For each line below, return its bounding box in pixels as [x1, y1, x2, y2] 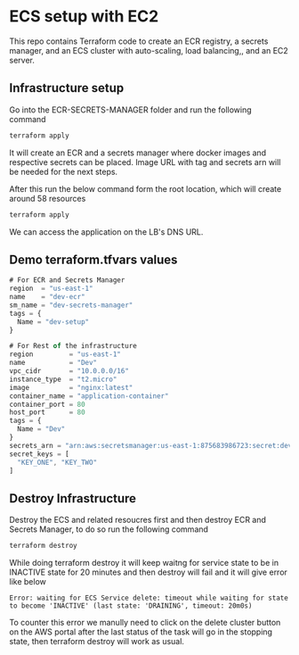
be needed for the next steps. [9, 166, 118, 177]
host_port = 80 [9, 408, 86, 417]
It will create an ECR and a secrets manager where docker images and [9, 147, 267, 158]
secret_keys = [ [9, 449, 69, 459]
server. [9, 54, 36, 65]
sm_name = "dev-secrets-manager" [9, 301, 133, 310]
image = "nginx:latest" [9, 383, 133, 392]
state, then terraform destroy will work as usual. [9, 636, 185, 647]
